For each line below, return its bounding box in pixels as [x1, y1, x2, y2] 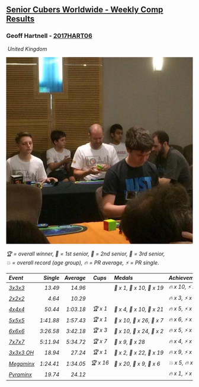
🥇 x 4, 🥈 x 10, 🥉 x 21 [114, 306, 164, 313]
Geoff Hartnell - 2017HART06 [6, 32, 93, 40]
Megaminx [8, 360, 35, 367]
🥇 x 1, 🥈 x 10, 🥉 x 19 [114, 284, 164, 291]
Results [6, 14, 35, 24]
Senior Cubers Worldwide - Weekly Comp [6, 5, 163, 15]
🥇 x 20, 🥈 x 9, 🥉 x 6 [114, 360, 161, 367]
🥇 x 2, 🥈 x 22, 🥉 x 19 [114, 349, 164, 356]
